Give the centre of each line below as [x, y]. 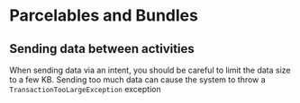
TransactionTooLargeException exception [85, 89]
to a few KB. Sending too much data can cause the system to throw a [137, 80]
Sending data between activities [102, 49]
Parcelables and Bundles [104, 16]
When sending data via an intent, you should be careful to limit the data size [150, 70]
